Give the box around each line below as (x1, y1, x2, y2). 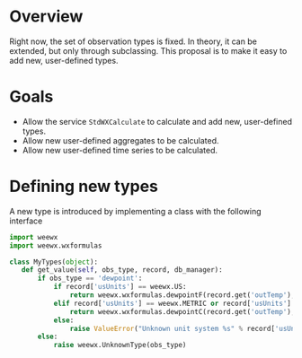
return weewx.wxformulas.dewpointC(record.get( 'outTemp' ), (69, 307, 296, 316)
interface (9, 215, 43, 226)
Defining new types (9, 177, 159, 196)
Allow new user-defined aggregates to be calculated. (22, 135, 219, 145)
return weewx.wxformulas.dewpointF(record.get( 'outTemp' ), (69, 291, 296, 300)
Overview (9, 6, 84, 27)
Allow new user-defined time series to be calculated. (22, 144, 218, 155)
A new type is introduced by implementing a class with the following (9, 205, 262, 216)
